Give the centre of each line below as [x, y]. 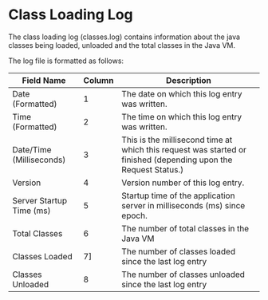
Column [99, 80]
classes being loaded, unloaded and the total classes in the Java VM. [122, 45]
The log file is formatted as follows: [66, 61]
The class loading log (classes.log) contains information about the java [124, 37]
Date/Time [32, 149]
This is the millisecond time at [177, 140]
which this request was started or [184, 149]
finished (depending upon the [177, 160]
